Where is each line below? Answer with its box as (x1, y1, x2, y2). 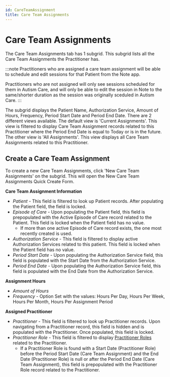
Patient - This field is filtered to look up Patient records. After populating (12, 198, 164, 204)
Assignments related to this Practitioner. (5, 140, 89, 146)
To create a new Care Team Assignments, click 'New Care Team (5, 168, 140, 174)
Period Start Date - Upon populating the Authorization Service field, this (12, 252, 163, 258)
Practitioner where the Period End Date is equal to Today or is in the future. (5, 129, 162, 135)
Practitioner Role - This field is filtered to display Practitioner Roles (12, 334, 152, 340)
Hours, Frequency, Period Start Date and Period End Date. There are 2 (5, 113, 152, 119)
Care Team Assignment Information (5, 188, 82, 194)
